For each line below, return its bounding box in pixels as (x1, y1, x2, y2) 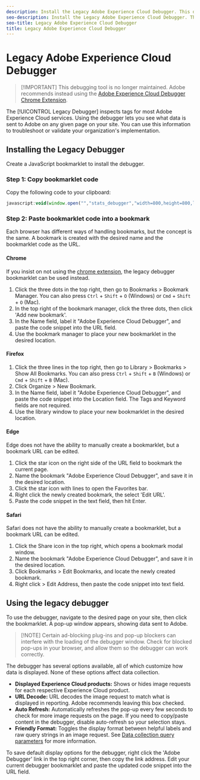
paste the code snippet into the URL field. (14, 324, 117, 331)
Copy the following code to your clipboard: (6, 189, 111, 196)
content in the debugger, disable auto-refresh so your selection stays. (14, 718, 186, 726)
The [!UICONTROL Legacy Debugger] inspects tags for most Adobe (6, 108, 173, 115)
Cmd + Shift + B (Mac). (14, 376, 70, 383)
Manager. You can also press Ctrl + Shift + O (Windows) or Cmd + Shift (14, 292, 191, 299)
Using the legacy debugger (6, 598, 109, 608)
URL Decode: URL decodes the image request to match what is (14, 693, 170, 700)
